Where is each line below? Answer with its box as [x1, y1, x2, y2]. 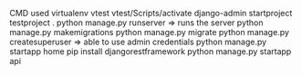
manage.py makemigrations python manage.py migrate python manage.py [9, 27, 290, 37]
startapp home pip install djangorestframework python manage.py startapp [9, 46, 292, 57]
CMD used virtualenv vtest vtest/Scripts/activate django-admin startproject [9, 8, 293, 18]
